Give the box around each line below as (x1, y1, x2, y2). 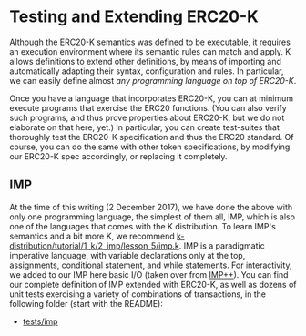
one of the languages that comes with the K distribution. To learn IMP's (9, 220, 276, 231)
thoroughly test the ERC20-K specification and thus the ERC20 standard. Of (9, 131, 294, 142)
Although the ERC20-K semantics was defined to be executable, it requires (9, 36, 291, 47)
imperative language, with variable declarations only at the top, (9, 249, 246, 260)
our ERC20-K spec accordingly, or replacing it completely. (9, 150, 228, 161)
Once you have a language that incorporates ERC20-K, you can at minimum (9, 93, 294, 104)
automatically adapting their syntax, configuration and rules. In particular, (9, 66, 284, 76)
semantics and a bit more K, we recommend (9, 230, 175, 241)
